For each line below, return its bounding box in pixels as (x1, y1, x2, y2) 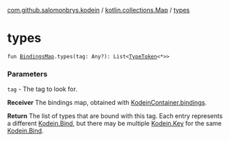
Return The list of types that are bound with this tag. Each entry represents (7, 112, 223, 120)
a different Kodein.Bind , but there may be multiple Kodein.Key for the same (7, 119, 222, 128)
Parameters (7, 69, 47, 78)
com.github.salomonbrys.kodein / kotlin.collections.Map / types (7, 6, 190, 14)
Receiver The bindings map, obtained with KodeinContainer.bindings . (7, 99, 207, 107)
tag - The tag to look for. (7, 85, 78, 93)
